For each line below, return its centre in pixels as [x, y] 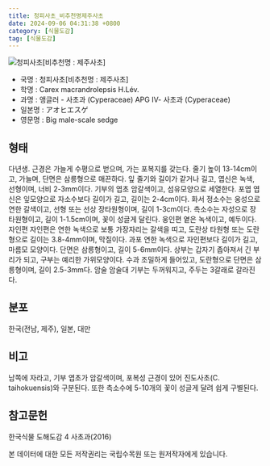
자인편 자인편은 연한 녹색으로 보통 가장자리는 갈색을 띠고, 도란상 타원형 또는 [127, 229]
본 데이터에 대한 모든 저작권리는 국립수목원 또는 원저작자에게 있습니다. [118, 454]
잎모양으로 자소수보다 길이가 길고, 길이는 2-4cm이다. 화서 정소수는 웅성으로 [141, 199]
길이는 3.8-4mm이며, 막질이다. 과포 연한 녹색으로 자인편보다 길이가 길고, [143, 240]
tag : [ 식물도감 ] [32, 38]
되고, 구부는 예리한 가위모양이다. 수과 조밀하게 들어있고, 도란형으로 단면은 [138, 260]
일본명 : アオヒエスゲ [54, 110]
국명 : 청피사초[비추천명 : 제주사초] [74, 80]
